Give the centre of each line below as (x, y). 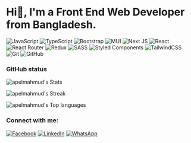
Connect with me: (32, 120)
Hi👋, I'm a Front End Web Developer (95, 12)
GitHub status (27, 69)
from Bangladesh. (51, 25)
